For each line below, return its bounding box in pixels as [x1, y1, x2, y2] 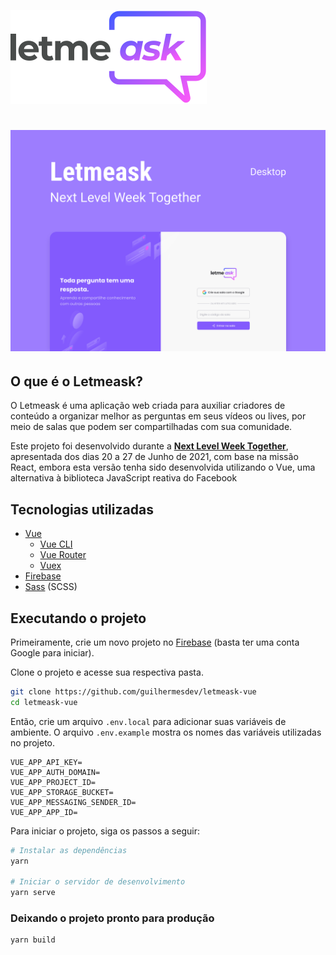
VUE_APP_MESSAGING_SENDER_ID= [10, 797, 137, 807]
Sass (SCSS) [24, 581, 78, 593]
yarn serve [10, 888, 56, 898]
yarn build [10, 935, 56, 945]
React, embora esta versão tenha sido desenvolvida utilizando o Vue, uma [10, 461, 316, 474]
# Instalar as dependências [10, 845, 128, 855]
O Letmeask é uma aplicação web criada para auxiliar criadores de [10, 400, 286, 412]
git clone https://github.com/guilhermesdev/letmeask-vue [10, 687, 257, 697]
